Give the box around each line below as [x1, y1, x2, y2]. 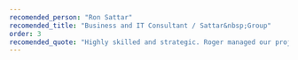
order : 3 [9, 29, 42, 38]
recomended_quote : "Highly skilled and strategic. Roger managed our [9, 37, 272, 47]
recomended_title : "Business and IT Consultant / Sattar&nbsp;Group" [9, 21, 272, 30]
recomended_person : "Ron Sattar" [9, 12, 133, 22]
